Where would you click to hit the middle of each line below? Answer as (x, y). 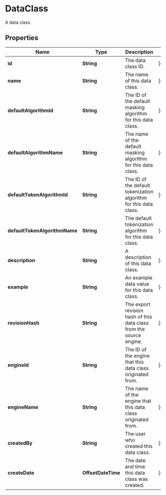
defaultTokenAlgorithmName (42, 230)
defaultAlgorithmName (35, 153)
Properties (22, 38)
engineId (18, 365)
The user (135, 434)
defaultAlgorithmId (30, 110)
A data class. (18, 22)
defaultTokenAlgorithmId (38, 195)
